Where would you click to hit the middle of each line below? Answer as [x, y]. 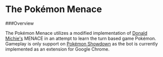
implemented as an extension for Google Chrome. [57, 49]
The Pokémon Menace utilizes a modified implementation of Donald [76, 33]
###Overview [20, 23]
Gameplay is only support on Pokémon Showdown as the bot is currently [81, 43]
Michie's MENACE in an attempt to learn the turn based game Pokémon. [81, 38]
